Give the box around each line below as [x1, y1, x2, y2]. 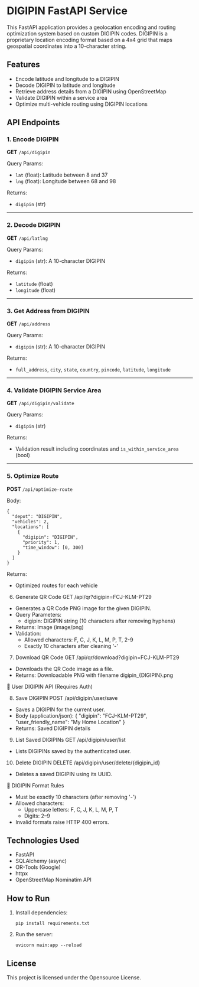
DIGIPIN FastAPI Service [6, 4, 128, 18]
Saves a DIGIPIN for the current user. [15, 706, 105, 713]
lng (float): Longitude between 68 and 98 [15, 178, 116, 185]
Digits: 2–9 [24, 812, 51, 819]
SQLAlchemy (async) [15, 858, 67, 865]
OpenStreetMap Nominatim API [15, 876, 92, 884]
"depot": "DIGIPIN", [12, 513, 63, 519]
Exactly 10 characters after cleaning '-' [24, 642, 119, 649]
